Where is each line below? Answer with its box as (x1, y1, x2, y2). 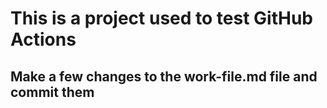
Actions (10, 28, 77, 51)
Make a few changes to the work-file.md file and (10, 68, 318, 85)
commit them (10, 83, 95, 101)
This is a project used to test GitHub (10, 7, 313, 30)
